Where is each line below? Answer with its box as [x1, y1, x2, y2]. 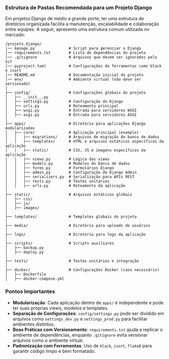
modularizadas [5, 126, 35, 131]
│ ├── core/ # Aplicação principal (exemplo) [5, 130, 139, 135]
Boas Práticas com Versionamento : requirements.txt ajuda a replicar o [12, 326, 163, 333]
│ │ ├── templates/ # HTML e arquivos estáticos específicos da [5, 139, 164, 144]
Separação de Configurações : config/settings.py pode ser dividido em [12, 310, 164, 316]
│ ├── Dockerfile [5, 272, 47, 277]
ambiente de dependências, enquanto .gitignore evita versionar [12, 332, 148, 338]
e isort [5, 68, 22, 73]
